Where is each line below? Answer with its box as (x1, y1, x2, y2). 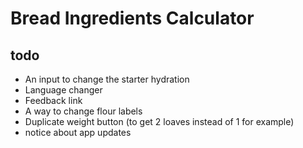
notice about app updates (24, 127, 132, 138)
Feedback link (24, 95, 83, 106)
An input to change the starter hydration (24, 73, 190, 85)
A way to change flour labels (24, 105, 143, 117)
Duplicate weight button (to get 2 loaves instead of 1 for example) (24, 116, 295, 127)
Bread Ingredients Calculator (10, 7, 255, 30)
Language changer (24, 84, 103, 96)
